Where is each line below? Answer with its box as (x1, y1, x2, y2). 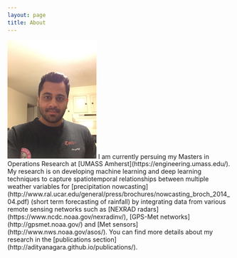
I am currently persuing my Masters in (98, 152, 210, 160)
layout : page (7, 11, 46, 19)
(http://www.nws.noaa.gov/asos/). (7, 228, 108, 237)
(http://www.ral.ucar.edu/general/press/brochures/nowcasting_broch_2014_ (7, 190, 230, 199)
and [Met (84, 220, 112, 229)
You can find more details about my (109, 228, 214, 237)
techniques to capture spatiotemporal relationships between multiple (7, 175, 209, 183)
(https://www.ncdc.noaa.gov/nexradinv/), (7, 212, 128, 221)
